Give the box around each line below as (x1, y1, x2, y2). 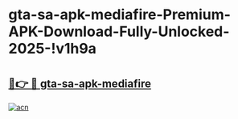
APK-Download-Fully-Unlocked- (8, 22, 230, 41)
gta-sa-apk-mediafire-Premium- (8, 6, 232, 24)
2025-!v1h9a (8, 40, 96, 58)
